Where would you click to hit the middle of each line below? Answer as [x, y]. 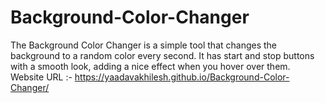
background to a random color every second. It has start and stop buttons [162, 55]
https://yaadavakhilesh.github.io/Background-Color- [182, 77]
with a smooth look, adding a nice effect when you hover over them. [150, 66]
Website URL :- [41, 77]
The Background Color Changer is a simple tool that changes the [144, 45]
